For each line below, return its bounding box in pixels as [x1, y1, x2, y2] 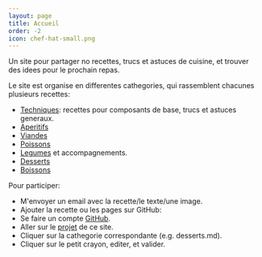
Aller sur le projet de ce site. [19, 222, 114, 232]
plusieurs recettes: [8, 90, 71, 99]
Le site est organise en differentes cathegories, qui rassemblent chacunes [8, 81, 255, 91]
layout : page [8, 11, 52, 20]
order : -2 [8, 27, 42, 35]
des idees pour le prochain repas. [8, 65, 120, 75]
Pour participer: [8, 181, 60, 191]
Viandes [19, 131, 48, 141]
